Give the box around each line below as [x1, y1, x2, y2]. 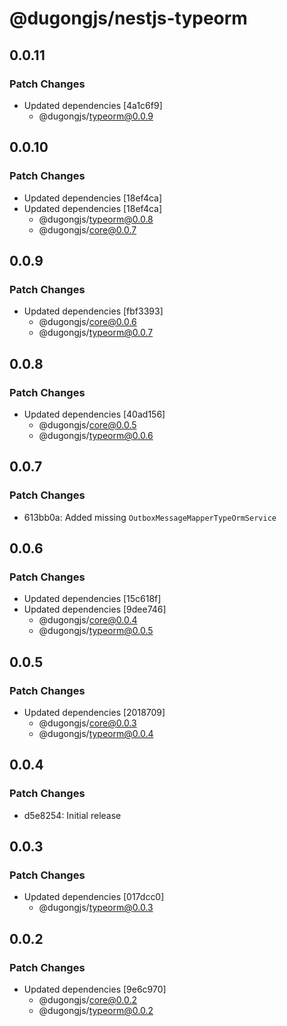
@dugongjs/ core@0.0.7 [38, 223, 137, 236]
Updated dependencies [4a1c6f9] [23, 99, 163, 111]
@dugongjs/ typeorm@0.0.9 [38, 110, 154, 122]
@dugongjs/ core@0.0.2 [38, 994, 137, 1006]
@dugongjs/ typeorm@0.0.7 [38, 327, 154, 339]
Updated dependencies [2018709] [23, 707, 166, 718]
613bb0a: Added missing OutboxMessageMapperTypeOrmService [23, 511, 277, 523]
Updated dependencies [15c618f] [23, 593, 162, 605]
